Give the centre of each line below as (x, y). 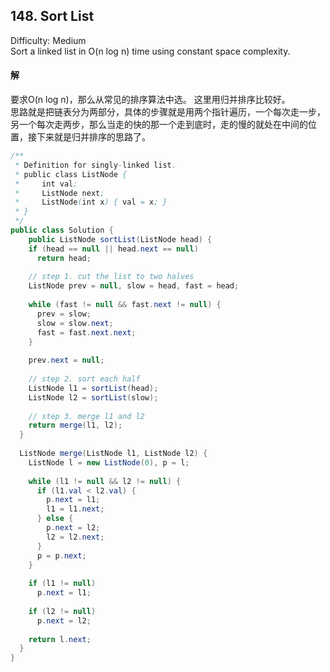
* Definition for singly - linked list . (95, 165)
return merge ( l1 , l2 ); (75, 425)
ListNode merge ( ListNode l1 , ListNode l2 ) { (113, 454)
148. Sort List (52, 16)
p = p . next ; (61, 555)
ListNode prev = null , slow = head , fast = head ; (134, 286)
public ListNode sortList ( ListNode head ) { (120, 239)
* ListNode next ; (59, 193)
